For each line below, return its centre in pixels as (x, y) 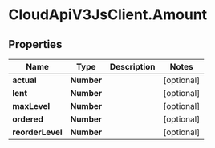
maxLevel (31, 106)
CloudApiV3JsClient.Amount (108, 15)
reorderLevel (37, 132)
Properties (35, 44)
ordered (28, 119)
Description (132, 67)
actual (25, 80)
